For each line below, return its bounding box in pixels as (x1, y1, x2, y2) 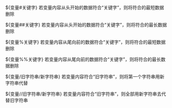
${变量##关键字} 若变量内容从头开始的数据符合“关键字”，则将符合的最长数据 (5, 22, 167, 28)
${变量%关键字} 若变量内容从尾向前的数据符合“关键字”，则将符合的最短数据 (5, 39, 166, 45)
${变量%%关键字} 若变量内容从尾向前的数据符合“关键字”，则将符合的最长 (5, 56, 161, 62)
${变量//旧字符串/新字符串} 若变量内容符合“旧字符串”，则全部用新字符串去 (5, 91, 162, 97)
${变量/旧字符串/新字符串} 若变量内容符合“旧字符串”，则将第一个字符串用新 (5, 74, 165, 79)
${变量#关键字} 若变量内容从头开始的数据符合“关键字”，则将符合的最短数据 (5, 5, 164, 10)
